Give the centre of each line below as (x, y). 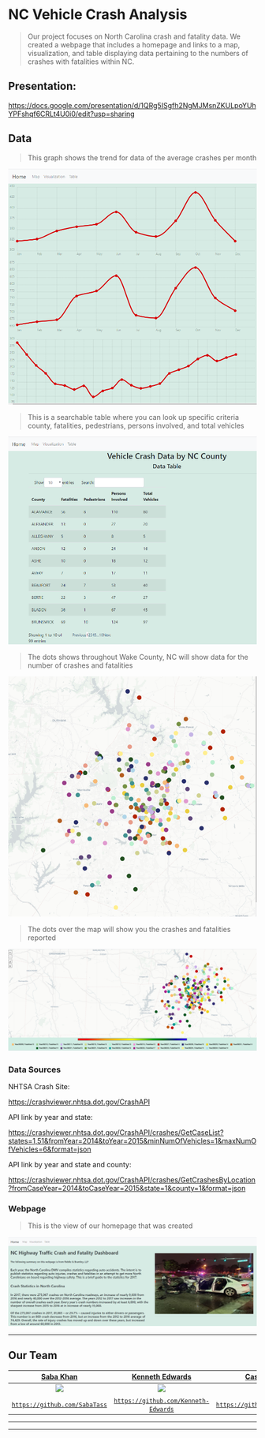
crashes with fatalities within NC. (81, 62)
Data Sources (35, 1069)
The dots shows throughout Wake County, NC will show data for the (138, 657)
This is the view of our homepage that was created (110, 1226)
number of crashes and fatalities (80, 665)
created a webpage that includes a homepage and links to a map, (134, 44)
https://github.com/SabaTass (60, 1405)
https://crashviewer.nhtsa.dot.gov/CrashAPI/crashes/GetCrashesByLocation (132, 1180)
